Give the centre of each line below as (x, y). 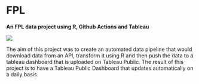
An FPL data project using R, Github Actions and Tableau (78, 27)
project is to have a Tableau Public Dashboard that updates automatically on (100, 68)
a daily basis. (22, 74)
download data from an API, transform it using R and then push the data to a (100, 55)
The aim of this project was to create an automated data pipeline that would (99, 49)
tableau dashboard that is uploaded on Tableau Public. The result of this (95, 62)
